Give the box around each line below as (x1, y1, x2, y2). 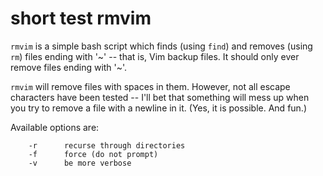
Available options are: (10, 121, 100, 133)
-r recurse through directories (28, 140, 186, 151)
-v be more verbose (28, 158, 132, 168)
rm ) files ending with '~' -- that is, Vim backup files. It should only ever (10, 50, 300, 62)
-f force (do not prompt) (28, 149, 159, 159)
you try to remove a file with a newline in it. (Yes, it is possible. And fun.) (10, 102, 307, 114)
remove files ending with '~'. (10, 61, 128, 73)
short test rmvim (10, 7, 152, 30)
